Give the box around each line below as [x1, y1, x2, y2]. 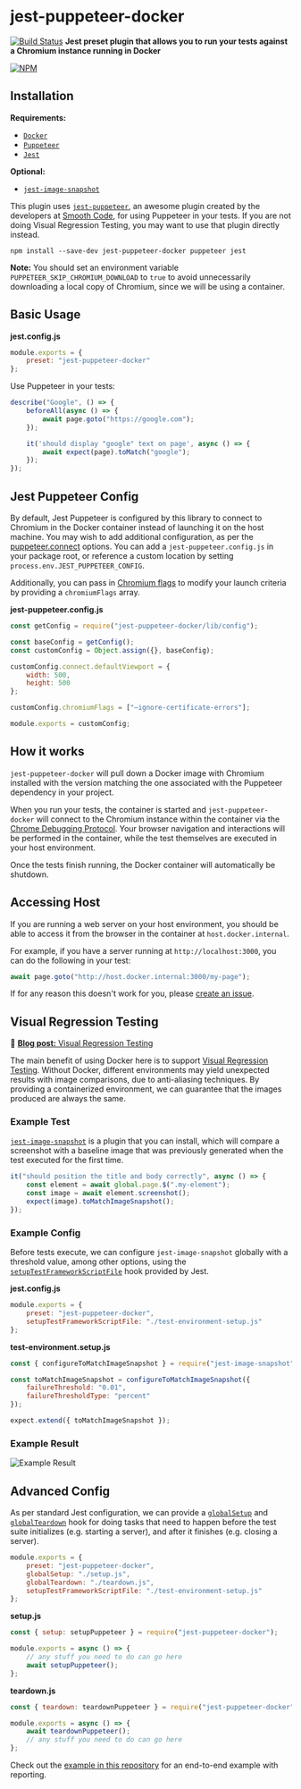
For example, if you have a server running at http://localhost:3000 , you [10, 945, 277, 956]
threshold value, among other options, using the [10, 1256, 187, 1267]
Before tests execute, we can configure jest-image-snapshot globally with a [10, 1247, 288, 1258]
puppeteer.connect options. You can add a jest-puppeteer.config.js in [10, 541, 274, 552]
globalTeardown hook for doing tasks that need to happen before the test [10, 1517, 277, 1528]
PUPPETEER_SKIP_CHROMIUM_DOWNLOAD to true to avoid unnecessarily [10, 271, 251, 283]
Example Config [10, 1227, 81, 1239]
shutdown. [10, 869, 49, 880]
